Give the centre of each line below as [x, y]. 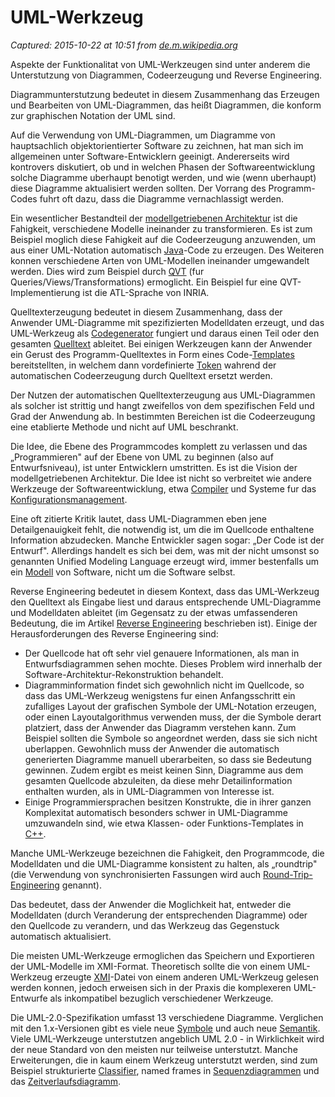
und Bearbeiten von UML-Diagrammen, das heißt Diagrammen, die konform [166, 105]
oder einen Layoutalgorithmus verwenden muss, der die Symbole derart [173, 717]
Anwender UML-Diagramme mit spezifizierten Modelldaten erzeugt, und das [167, 322]
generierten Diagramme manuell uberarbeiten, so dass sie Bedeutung [168, 759]
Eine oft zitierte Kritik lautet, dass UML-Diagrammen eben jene [139, 518]
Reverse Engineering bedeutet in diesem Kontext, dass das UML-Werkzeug [165, 591]
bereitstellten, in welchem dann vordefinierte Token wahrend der [143, 365]
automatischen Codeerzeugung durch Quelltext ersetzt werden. [141, 375]
